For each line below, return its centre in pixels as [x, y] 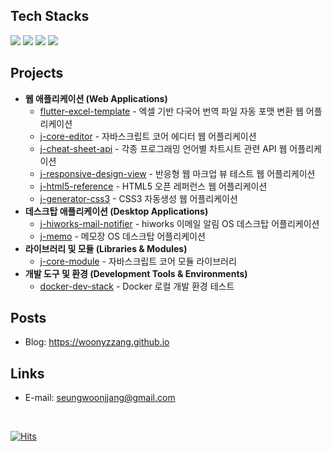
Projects [37, 73]
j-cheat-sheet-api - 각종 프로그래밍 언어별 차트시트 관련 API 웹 [163, 148]
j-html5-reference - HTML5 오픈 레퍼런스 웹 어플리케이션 [153, 186]
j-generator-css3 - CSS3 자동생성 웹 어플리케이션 [138, 198]
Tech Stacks [50, 16]
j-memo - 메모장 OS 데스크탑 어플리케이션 [122, 236]
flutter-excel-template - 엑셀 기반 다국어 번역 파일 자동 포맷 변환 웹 [171, 111]
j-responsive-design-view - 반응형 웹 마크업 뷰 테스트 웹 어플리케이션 [177, 173]
